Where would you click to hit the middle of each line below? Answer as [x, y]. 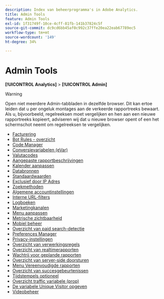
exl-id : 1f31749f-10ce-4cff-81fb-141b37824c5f [54, 23]
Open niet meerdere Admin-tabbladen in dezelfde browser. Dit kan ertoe [79, 103]
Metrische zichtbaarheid [37, 218]
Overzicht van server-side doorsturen [51, 260]
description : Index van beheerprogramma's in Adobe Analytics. [72, 10]
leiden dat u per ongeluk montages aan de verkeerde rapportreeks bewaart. [82, 109]
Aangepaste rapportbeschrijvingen [48, 160]
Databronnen [26, 171]
